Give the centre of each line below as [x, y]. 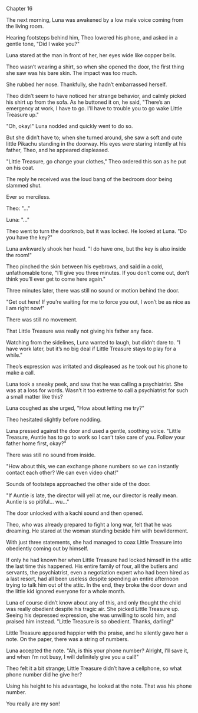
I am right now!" [26, 308]
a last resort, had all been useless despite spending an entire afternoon [92, 579]
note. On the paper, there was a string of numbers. [67, 639]
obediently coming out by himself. [47, 548]
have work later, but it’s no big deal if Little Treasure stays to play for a [91, 349]
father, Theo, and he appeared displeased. [58, 150]
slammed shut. [24, 185]
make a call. [21, 373]
